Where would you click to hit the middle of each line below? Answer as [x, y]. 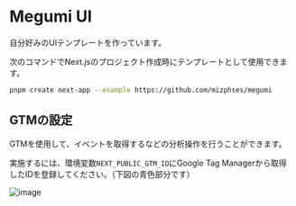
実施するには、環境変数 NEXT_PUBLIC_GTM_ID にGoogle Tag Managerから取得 [148, 163]
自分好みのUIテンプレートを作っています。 [88, 42]
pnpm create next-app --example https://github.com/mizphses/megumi [141, 90]
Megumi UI [51, 17]
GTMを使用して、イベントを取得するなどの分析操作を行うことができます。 [148, 143]
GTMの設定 [41, 120]
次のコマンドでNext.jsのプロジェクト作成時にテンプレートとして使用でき [144, 61]
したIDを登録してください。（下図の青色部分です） [102, 174]
